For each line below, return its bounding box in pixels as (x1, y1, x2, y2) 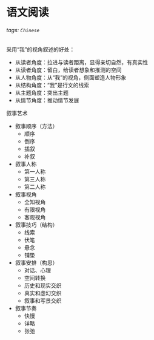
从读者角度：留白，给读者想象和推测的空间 (15, 66, 122, 73)
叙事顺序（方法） (15, 123, 58, 130)
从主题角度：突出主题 (15, 89, 69, 97)
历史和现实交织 (24, 282, 62, 289)
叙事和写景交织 (24, 297, 62, 304)
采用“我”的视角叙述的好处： (6, 46, 75, 53)
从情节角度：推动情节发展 (15, 97, 79, 104)
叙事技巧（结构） (15, 221, 58, 228)
